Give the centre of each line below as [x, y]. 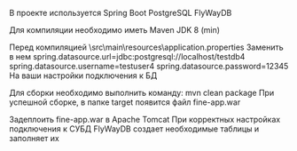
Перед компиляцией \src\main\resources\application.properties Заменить [146, 47]
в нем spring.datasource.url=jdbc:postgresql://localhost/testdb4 [127, 56]
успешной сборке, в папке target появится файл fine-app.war [125, 102]
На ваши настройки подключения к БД [83, 75]
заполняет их [34, 138]
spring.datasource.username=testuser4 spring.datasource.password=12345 [149, 66]
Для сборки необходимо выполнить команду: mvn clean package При [142, 93]
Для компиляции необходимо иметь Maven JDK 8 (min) [114, 30]
